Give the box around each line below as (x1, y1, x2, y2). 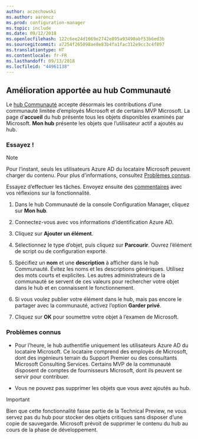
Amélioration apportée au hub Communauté (6, 85, 171, 95)
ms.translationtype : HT (6, 47, 65, 53)
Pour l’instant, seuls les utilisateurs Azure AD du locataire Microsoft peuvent (6, 166, 190, 173)
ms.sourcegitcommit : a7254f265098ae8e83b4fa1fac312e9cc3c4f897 (6, 42, 165, 48)
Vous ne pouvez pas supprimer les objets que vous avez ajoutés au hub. (14, 384, 191, 391)
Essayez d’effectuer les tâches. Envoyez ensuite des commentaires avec (6, 184, 183, 191)
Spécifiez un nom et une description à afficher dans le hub (14, 259, 159, 266)
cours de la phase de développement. (6, 426, 98, 433)
